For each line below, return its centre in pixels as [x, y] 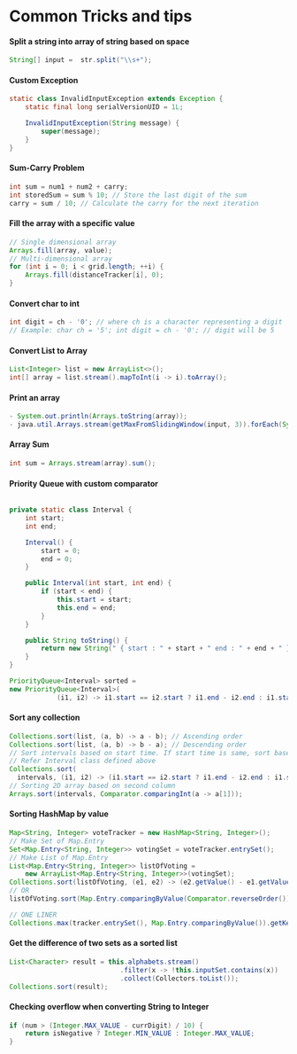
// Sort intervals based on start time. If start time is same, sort [140, 753]
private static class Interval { [71, 510]
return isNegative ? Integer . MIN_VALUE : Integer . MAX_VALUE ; [140, 1034]
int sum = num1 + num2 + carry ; [69, 187]
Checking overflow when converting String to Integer [109, 1006]
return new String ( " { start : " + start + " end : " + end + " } [166, 649]
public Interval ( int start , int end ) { [99, 583]
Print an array [34, 397]
